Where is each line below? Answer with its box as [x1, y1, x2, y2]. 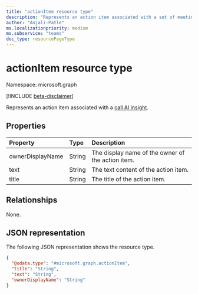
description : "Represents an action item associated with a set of [6, 14, 176, 20]
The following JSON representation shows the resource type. [6, 243, 155, 251]
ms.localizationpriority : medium [6, 25, 88, 31]
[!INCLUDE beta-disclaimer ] [6, 92, 74, 99]
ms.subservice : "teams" [6, 31, 65, 37]
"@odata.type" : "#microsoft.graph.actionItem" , [11, 260, 131, 266]
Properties [6, 121, 46, 131]
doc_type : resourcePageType [6, 36, 75, 42]
